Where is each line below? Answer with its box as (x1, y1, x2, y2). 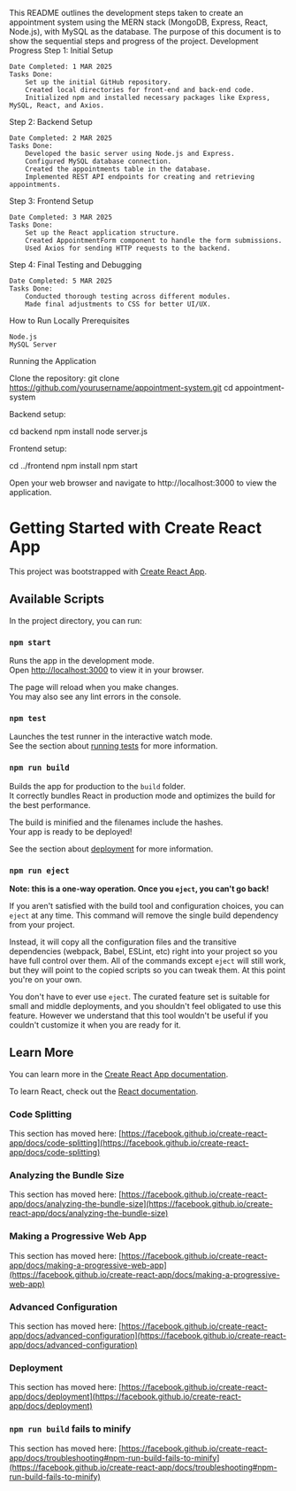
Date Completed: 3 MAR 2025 (9, 213, 113, 221)
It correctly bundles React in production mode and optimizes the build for (9, 790, 276, 801)
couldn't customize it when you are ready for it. (9, 1019, 181, 1030)
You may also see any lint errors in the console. (9, 691, 181, 703)
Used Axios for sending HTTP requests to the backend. (25, 244, 231, 252)
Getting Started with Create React (9, 518, 262, 539)
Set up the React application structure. (25, 229, 179, 237)
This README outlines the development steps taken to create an (9, 8, 244, 18)
